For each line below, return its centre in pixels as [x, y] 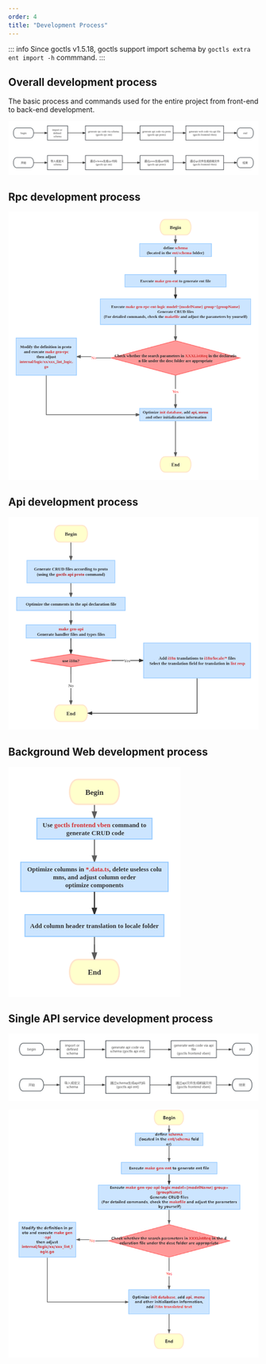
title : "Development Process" [58, 25]
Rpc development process [75, 197]
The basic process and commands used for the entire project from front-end [133, 101]
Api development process [73, 502]
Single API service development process [111, 1019]
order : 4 [23, 17]
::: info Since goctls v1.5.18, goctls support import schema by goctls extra [130, 48]
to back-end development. [52, 110]
